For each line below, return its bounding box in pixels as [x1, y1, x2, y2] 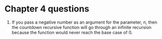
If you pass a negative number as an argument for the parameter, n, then [11, 19, 158, 25]
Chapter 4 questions [4, 3, 90, 14]
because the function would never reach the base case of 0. [11, 29, 133, 35]
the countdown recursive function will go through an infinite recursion [11, 24, 152, 30]
